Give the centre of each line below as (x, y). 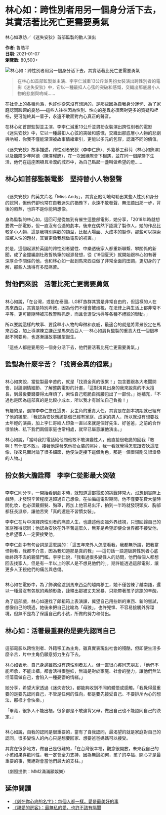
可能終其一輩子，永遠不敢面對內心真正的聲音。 (66, 116)
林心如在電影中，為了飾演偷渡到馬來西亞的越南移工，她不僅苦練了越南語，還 (83, 585)
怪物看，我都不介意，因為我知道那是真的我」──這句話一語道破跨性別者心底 (82, 551)
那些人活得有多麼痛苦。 (38, 267)
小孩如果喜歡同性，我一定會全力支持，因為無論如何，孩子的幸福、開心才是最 (83, 755)
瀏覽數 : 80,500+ (22, 60)
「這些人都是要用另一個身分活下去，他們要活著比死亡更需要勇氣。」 (73, 347)
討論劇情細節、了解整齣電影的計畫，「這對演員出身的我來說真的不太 (82, 388)
